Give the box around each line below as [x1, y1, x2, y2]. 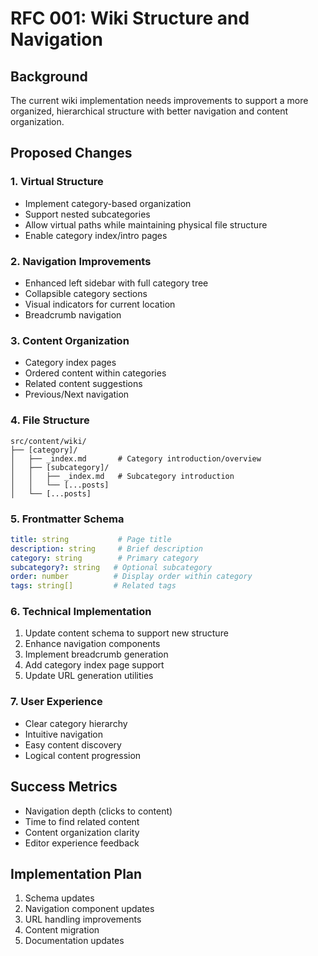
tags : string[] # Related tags [10, 581, 177, 591]
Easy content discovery [24, 738, 122, 751]
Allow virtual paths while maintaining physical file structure [24, 218, 268, 231]
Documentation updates [24, 935, 125, 947]
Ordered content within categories [24, 367, 167, 379]
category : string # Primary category [10, 553, 199, 563]
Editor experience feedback [24, 837, 140, 849]
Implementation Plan [10, 865, 143, 882]
